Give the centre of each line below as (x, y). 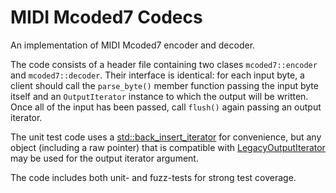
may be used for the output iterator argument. (104, 158)
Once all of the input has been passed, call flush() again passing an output (166, 107)
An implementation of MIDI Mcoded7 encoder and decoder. (133, 45)
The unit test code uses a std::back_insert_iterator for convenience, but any (166, 137)
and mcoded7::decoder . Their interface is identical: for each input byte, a (157, 75)
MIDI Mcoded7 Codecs (106, 17)
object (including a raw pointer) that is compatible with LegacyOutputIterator (168, 147)
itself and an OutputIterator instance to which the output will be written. (159, 96)
